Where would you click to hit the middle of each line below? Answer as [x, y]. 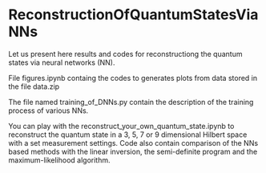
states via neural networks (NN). [62, 62]
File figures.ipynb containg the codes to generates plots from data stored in [133, 78]
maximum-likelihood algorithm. [59, 160]
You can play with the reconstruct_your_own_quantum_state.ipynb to [121, 126]
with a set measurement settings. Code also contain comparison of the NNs [133, 143]
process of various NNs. [48, 111]
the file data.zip [34, 86]
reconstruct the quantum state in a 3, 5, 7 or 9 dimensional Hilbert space [128, 135]
